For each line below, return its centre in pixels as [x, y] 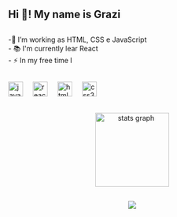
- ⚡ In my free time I [40, 60]
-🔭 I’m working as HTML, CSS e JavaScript [77, 39]
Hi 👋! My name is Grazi [64, 15]
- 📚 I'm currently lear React [53, 48]
